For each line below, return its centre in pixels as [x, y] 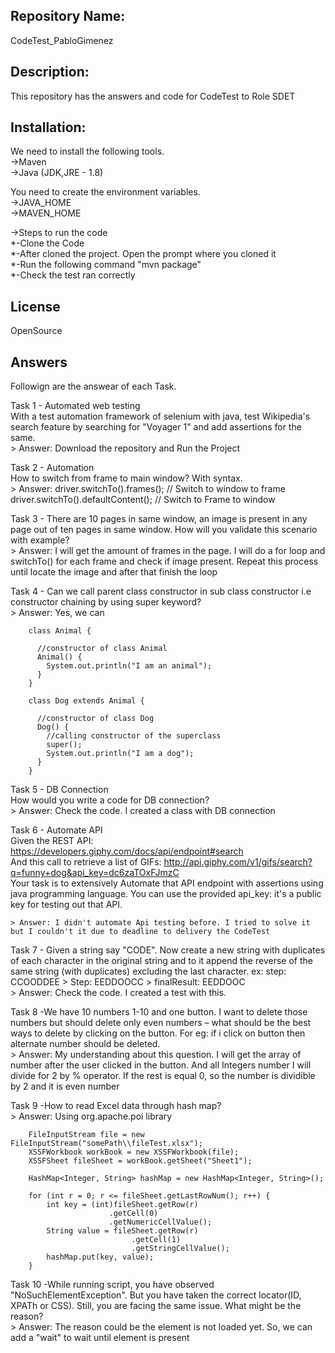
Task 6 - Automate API [56, 830]
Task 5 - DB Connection [59, 790]
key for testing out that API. [66, 905]
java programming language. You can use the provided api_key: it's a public [166, 894]
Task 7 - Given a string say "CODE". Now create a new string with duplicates [168, 950]
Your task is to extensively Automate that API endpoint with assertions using [167, 883]
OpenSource [36, 331]
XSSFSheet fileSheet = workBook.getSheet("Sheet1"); [140, 1161]
